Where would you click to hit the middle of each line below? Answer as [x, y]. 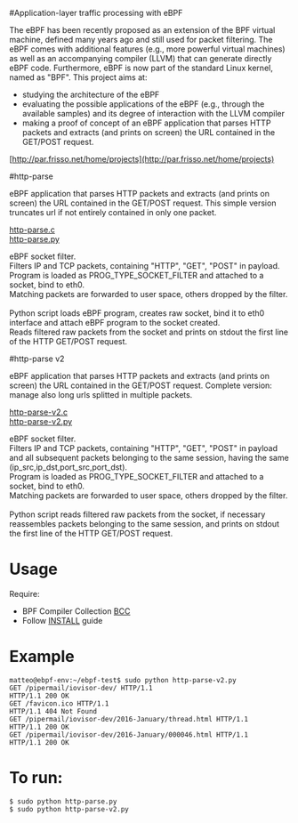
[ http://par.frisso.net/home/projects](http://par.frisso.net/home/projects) [142, 159]
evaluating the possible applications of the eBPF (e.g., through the [143, 104]
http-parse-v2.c [39, 412]
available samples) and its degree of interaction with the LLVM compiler [153, 113]
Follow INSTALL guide [62, 620]
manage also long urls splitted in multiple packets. [101, 395]
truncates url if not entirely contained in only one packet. [113, 212]
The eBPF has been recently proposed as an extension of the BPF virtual [142, 30]
